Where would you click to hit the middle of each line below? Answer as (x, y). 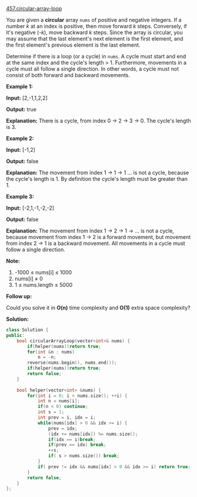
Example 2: (20, 138)
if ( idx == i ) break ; (72, 439)
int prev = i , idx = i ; (66, 418)
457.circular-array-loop (34, 9)
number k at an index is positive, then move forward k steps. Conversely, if (96, 26)
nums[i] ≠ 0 (29, 279)
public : (16, 335)
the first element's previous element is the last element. (73, 45)
